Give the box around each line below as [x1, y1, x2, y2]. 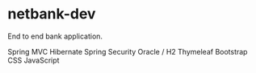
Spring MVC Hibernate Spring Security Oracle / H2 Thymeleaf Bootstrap [7, 47, 248, 56]
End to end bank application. [7, 31, 103, 41]
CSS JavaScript [7, 55, 60, 65]
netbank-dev [7, 5, 96, 23]
